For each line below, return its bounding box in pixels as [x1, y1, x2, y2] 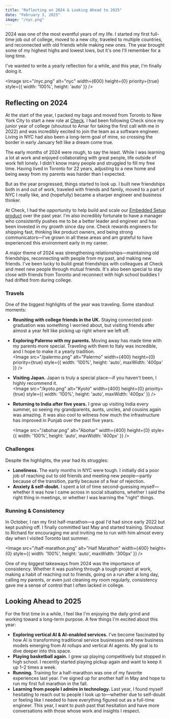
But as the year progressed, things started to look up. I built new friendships [5, 181, 165, 187]
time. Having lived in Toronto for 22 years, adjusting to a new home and [5, 166, 156, 172]
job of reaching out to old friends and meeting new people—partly [12, 473, 152, 479]
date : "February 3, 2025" [5, 12, 60, 17]
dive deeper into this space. [12, 648, 71, 654]
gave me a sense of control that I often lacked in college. [5, 582, 125, 588]
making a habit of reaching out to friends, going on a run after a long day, [5, 571, 159, 578]
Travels [5, 290, 25, 297]
